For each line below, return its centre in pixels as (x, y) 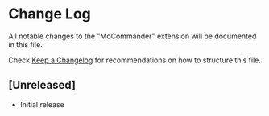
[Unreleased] (42, 85)
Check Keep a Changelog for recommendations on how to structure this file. (135, 60)
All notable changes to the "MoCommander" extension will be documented (132, 36)
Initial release (42, 104)
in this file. (25, 44)
